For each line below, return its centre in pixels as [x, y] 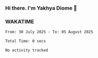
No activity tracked [27, 50]
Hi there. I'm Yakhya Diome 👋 [41, 8]
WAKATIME [20, 21]
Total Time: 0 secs [26, 41]
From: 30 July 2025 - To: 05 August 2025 [49, 32]
